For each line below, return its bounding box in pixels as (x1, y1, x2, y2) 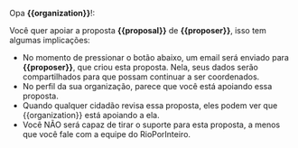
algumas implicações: (9, 35, 90, 45)
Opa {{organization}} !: (9, 8, 96, 18)
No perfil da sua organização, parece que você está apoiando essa (22, 81, 273, 91)
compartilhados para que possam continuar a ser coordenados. (22, 71, 260, 82)
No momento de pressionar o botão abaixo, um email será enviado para (22, 52, 289, 62)
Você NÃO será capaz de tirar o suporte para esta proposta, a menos (22, 119, 281, 130)
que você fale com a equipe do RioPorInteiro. (22, 129, 191, 139)
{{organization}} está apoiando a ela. (22, 110, 160, 120)
